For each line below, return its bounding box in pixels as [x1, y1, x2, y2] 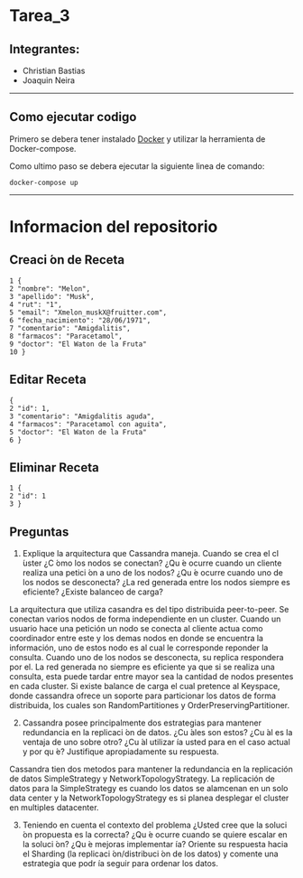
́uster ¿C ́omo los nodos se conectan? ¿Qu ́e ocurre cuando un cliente [22, 557, 282, 569]
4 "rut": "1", [9, 300, 63, 309]
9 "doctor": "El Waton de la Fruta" [9, 340, 147, 349]
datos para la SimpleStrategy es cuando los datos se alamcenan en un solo [9, 783, 289, 794]
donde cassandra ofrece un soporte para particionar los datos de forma [9, 690, 277, 701]
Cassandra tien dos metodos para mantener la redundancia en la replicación [9, 764, 293, 775]
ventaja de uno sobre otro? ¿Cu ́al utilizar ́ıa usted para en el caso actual [22, 737, 290, 748]
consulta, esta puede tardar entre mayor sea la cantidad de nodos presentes [9, 671, 294, 682]
